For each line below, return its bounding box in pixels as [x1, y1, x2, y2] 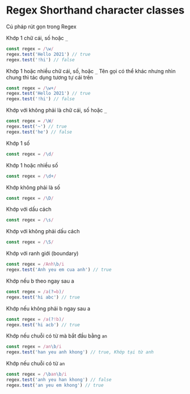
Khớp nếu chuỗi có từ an [6, 360, 65, 367]
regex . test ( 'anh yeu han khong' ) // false [6, 377, 112, 383]
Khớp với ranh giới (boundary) [6, 250, 79, 257]
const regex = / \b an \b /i [6, 372, 67, 378]
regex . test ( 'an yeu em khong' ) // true [6, 382, 104, 388]
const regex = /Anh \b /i [6, 261, 65, 267]
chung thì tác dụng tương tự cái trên [6, 74, 94, 81]
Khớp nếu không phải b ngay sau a [6, 304, 91, 312]
